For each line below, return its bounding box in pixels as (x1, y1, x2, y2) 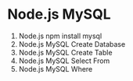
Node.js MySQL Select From (18, 56, 110, 65)
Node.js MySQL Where (18, 64, 93, 73)
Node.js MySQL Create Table (18, 48, 113, 57)
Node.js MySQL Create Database (18, 39, 126, 48)
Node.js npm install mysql (18, 31, 102, 40)
